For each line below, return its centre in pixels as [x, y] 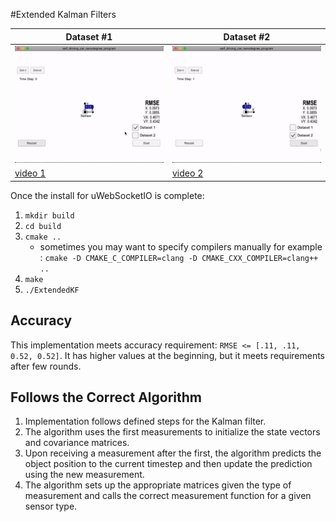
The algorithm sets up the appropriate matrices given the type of [158, 485]
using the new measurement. [84, 475]
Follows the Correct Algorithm [106, 397]
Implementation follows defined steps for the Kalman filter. [145, 421]
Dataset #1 [89, 36]
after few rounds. [46, 366]
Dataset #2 [247, 36]
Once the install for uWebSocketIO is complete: [107, 195]
